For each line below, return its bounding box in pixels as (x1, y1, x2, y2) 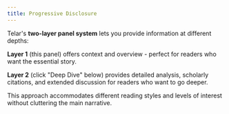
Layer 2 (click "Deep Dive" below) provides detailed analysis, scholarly (7, 70, 209, 79)
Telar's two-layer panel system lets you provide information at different (7, 29, 212, 37)
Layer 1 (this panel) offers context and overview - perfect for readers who (7, 50, 217, 58)
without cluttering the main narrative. (7, 98, 112, 107)
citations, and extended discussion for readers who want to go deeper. (7, 77, 208, 86)
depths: (7, 36, 29, 45)
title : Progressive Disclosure (7, 10, 97, 17)
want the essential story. (7, 57, 77, 66)
